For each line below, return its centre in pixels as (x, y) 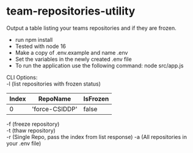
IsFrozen (96, 98)
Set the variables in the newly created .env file (74, 59)
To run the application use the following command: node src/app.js (99, 66)
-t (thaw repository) (31, 130)
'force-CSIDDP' (55, 109)
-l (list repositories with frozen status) (53, 84)
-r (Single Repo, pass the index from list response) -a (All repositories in (97, 137)
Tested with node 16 (40, 46)
